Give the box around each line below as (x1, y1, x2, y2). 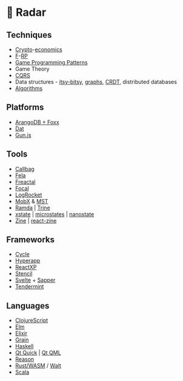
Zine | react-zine (15, 217, 57, 224)
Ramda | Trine (15, 204, 50, 211)
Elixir (15, 330, 28, 337)
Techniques (6, 30, 52, 40)
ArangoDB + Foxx (15, 118, 59, 125)
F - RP (15, 52, 28, 60)
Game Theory (15, 65, 50, 72)
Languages (6, 301, 50, 311)
